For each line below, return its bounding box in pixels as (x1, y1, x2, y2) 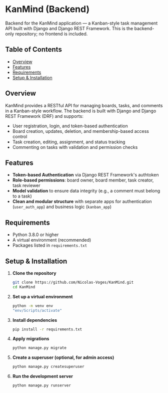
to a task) (12, 193, 32, 199)
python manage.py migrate (12, 345, 66, 350)
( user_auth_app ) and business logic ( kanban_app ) (12, 204, 111, 210)
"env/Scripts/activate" (12, 308, 62, 313)
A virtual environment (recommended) (12, 237, 91, 243)
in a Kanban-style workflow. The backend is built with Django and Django (5, 108, 156, 114)
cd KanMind (12, 284, 35, 289)
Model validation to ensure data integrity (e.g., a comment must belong (12, 188, 160, 194)
